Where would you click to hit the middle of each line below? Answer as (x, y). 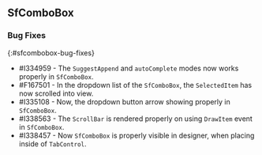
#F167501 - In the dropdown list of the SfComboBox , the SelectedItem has (135, 85)
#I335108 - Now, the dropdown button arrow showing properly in (124, 101)
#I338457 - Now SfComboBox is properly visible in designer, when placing (137, 135)
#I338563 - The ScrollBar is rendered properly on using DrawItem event (136, 119)
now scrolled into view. (56, 93)
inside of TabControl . (53, 144)
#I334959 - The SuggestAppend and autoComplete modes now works (129, 68)
